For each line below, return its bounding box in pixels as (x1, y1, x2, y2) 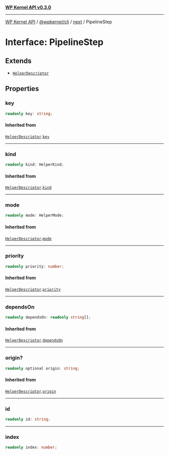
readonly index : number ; (5, 445, 57, 450)
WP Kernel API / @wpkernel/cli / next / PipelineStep (5, 19, 112, 25)
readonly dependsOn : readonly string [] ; (5, 315, 92, 320)
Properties (5, 84, 39, 93)
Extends (5, 57, 32, 65)
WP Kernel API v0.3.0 (5, 5, 51, 10)
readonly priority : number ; (5, 264, 64, 269)
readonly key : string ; (5, 111, 53, 116)
